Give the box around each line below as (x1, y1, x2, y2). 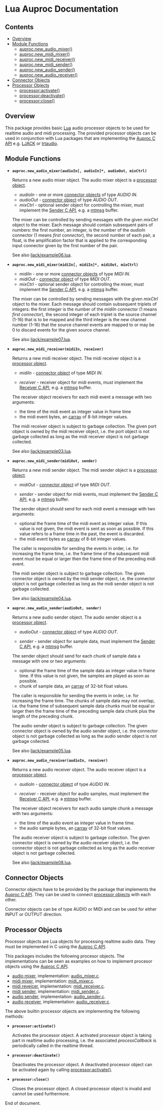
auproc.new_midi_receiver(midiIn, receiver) (12, 347, 104, 351)
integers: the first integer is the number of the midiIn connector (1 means (12, 306, 157, 312)
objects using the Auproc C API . (5, 964, 69, 970)
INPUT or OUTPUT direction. (5, 912, 63, 917)
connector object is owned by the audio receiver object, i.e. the (12, 839, 139, 845)
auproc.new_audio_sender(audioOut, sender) (12, 605, 102, 610)
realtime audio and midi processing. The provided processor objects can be (5, 130, 157, 136)
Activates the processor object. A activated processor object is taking (12, 1032, 152, 1038)
